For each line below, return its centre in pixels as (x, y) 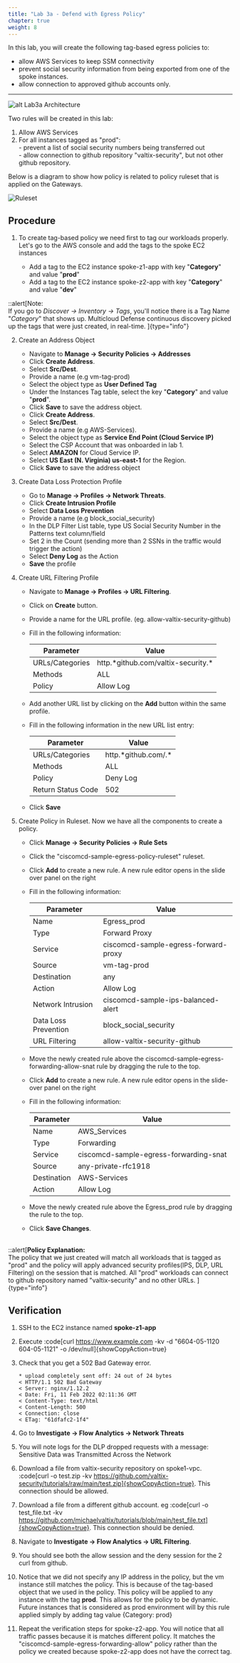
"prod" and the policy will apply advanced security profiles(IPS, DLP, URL (116, 1265)
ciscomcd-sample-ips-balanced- (161, 1000)
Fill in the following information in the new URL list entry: (111, 725)
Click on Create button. (63, 605)
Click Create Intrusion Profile (73, 503)
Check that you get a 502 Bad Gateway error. (85, 1363)
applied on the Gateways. (46, 184)
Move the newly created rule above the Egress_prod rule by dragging (131, 1207)
